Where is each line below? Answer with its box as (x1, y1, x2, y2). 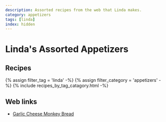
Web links (5, 97, 37, 106)
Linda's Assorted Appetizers (5, 44, 128, 55)
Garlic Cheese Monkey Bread (12, 111, 74, 117)
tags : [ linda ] (5, 17, 36, 22)
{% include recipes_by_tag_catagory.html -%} (12, 82, 109, 89)
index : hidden (5, 21, 36, 27)
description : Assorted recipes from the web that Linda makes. (5, 7, 142, 13)
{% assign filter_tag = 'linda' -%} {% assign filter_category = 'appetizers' (5, 77, 158, 83)
